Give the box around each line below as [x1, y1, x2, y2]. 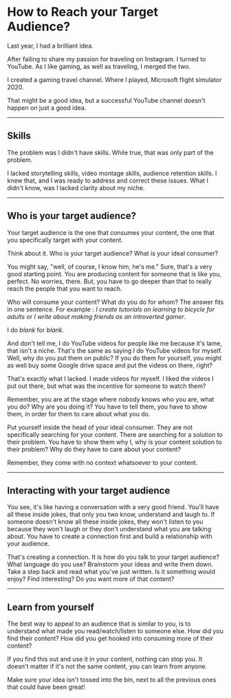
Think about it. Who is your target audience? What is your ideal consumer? [7, 249, 219, 257]
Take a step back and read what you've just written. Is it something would [7, 568, 215, 576]
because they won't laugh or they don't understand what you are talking [7, 525, 212, 533]
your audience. [7, 540, 50, 548]
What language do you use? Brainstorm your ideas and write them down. [7, 560, 214, 568]
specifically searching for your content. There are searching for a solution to [7, 430, 223, 438]
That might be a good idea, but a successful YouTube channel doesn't [7, 96, 206, 104]
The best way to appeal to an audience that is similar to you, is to [7, 619, 191, 628]
